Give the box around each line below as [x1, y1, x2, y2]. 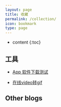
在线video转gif [12, 79, 43, 85]
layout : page [5, 7, 32, 12]
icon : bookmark [5, 21, 37, 26]
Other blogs [5, 94, 43, 103]
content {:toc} [12, 39, 41, 45]
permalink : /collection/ [5, 16, 57, 21]
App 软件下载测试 [12, 69, 49, 75]
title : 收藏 [5, 12, 28, 17]
